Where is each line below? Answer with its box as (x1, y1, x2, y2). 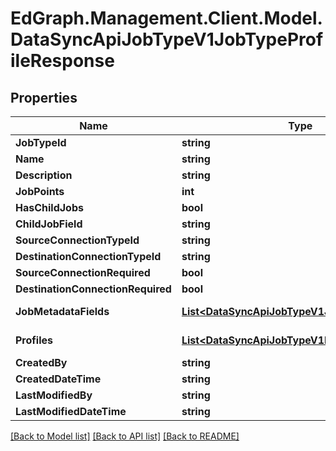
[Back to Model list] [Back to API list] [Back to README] (10, 430, 240, 442)
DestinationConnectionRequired (15, 282, 172, 296)
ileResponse (10, 50, 115, 72)
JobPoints (15, 185, 65, 198)
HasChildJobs (15, 201, 84, 214)
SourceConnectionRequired (15, 266, 151, 279)
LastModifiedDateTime (15, 405, 127, 418)
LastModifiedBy (15, 388, 93, 402)
